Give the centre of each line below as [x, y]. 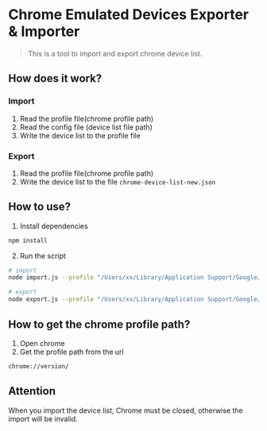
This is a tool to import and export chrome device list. [115, 53]
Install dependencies [54, 226]
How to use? [40, 207]
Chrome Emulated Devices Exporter [128, 15]
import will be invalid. [43, 418]
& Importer [44, 31]
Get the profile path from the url [72, 351]
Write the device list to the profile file [80, 135]
